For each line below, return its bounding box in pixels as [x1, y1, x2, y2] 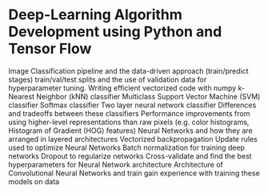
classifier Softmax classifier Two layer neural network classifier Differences [8, 100, 257, 110]
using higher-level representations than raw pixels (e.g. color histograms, [8, 117, 250, 127]
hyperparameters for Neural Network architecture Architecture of [8, 159, 224, 169]
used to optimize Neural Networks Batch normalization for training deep [8, 143, 246, 152]
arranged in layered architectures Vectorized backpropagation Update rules [8, 134, 258, 143]
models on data [8, 176, 60, 186]
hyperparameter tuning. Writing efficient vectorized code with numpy [8, 82, 237, 93]
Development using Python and [8, 22, 222, 41]
